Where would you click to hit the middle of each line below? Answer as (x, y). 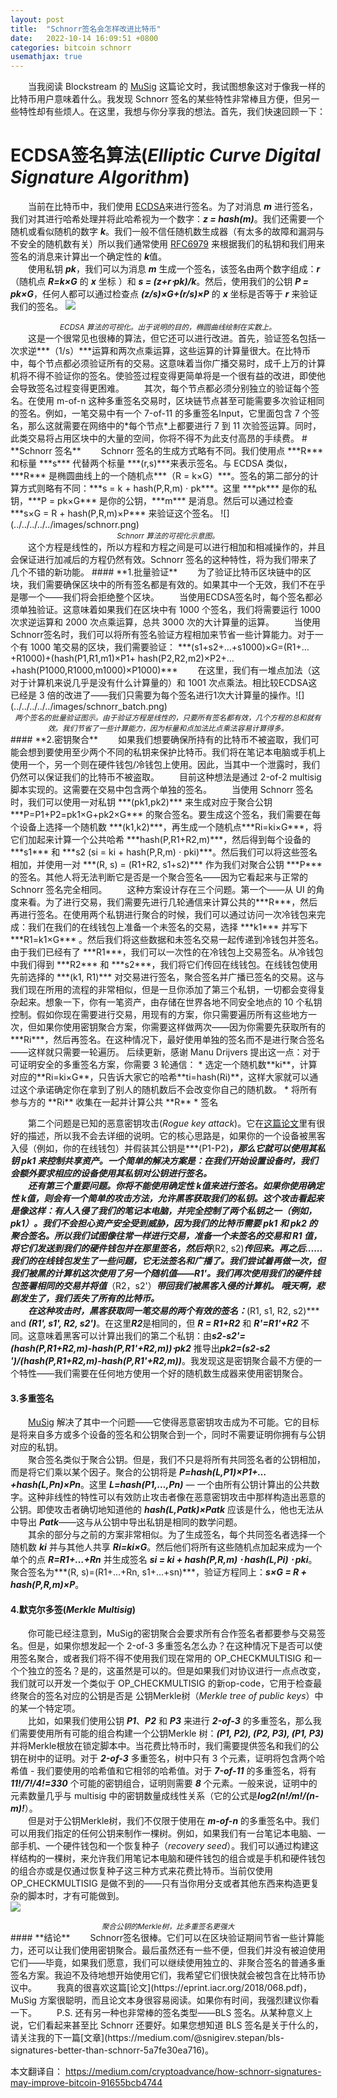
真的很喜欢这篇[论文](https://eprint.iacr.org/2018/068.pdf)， (188, 1988)
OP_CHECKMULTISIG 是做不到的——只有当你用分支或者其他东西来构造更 (160, 1883)
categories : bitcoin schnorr (71, 47)
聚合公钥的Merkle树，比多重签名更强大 (168, 1927)
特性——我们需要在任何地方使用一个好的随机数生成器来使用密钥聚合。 (163, 1373)
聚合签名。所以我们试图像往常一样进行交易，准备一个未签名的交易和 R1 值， (166, 1236)
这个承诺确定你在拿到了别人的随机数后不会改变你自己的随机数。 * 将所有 (168, 1090)
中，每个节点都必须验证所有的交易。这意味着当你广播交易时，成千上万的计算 (168, 363)
